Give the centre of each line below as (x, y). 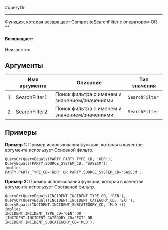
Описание (89, 83)
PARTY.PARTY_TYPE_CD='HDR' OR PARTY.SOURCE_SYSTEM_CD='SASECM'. (73, 172)
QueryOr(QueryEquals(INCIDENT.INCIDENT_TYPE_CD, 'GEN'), (66, 196)
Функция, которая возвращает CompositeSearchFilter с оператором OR (81, 22)
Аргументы (24, 65)
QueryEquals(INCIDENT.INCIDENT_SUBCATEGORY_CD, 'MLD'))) (66, 205)
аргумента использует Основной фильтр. (49, 150)
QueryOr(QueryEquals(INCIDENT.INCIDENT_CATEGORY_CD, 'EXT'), (70, 200)
